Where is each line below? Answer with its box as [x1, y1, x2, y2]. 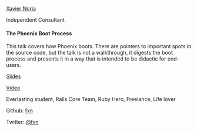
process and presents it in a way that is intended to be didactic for [6, 55, 166, 62]
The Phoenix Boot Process [6, 29, 72, 37]
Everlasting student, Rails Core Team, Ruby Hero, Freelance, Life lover [6, 96, 176, 103]
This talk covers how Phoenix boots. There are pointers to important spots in [6, 43, 192, 50]
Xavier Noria [6, 5, 36, 12]
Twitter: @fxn [6, 119, 39, 126]
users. [6, 62, 22, 69]
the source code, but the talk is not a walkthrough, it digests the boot [6, 49, 173, 56]
